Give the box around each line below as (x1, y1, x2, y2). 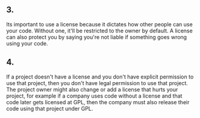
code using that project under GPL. (6, 105, 93, 112)
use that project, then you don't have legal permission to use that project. (6, 79, 189, 86)
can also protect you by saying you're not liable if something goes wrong (6, 33, 187, 41)
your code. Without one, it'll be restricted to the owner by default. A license (6, 27, 193, 34)
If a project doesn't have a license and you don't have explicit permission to (6, 73, 194, 80)
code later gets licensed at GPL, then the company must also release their (6, 98, 190, 105)
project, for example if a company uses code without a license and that (6, 92, 183, 99)
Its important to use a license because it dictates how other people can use (6, 20, 193, 28)
